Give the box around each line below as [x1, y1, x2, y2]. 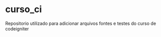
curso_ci [5, 4, 42, 15]
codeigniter [5, 25, 29, 31]
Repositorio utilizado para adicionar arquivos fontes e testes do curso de [5, 20, 156, 26]
